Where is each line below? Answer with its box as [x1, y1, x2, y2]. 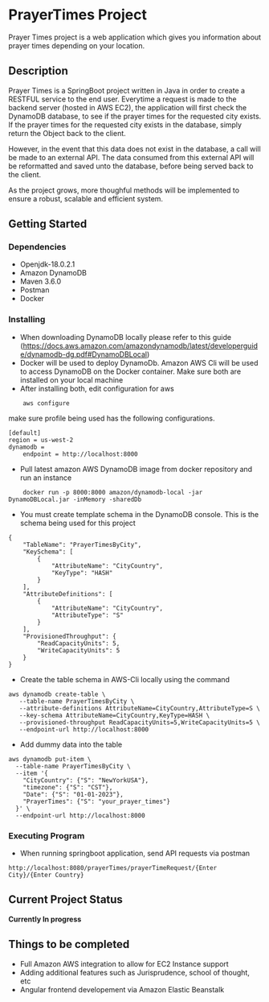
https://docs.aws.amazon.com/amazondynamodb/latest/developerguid [22, 341, 259, 350]
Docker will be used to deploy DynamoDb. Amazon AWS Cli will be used [19, 358, 259, 367]
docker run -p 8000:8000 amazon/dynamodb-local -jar [22, 488, 203, 496]
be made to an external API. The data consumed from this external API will [8, 152, 255, 162]
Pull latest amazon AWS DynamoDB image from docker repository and [19, 464, 253, 474]
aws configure [22, 399, 70, 408]
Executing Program [8, 830, 85, 841]
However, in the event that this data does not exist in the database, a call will [8, 143, 261, 154]
